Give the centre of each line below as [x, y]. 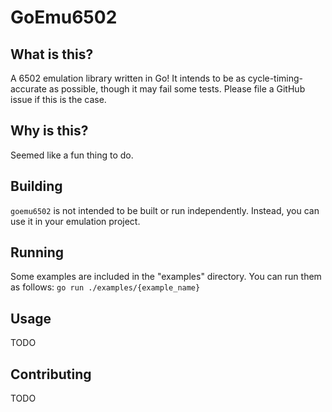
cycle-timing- [275, 78]
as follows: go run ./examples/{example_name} [105, 287]
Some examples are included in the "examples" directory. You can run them [166, 277]
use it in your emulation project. [75, 221]
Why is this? [49, 131]
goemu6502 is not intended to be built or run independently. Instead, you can [165, 210]
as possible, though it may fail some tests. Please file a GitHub [177, 89]
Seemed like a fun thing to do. [72, 155]
